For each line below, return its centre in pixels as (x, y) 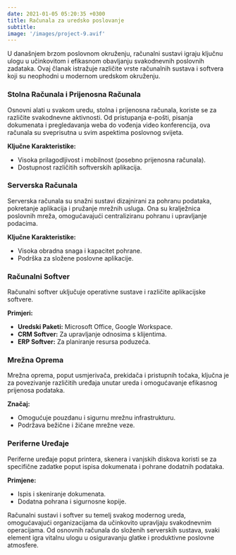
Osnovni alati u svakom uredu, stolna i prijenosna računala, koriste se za (112, 109)
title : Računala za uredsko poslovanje (66, 20)
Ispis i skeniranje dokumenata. (62, 494)
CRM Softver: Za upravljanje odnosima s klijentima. (92, 334)
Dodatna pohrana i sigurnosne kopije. (72, 501)
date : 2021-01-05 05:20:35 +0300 (56, 14)
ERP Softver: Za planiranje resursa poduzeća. (84, 342)
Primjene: (22, 480)
